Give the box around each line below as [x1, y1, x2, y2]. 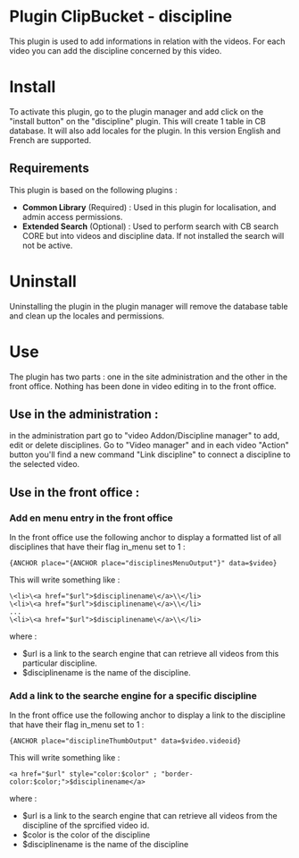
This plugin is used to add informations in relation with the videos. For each [9, 36, 286, 47]
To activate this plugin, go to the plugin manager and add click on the [9, 106, 264, 117]
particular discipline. [21, 658, 98, 668]
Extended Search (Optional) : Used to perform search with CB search [21, 221, 279, 232]
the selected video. [9, 459, 80, 470]
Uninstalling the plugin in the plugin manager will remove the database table [9, 301, 288, 311]
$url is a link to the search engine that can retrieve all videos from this [21, 649, 279, 659]
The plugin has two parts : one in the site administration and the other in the [9, 371, 288, 382]
